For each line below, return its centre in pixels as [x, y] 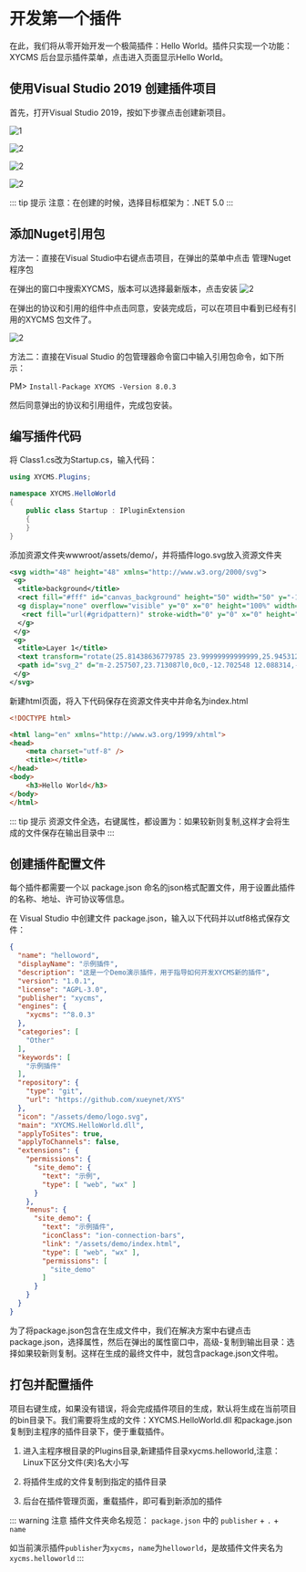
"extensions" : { [48, 1150]
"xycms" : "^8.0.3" [61, 1015]
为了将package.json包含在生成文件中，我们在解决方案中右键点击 [131, 1330]
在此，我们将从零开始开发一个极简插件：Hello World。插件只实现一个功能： [151, 46]
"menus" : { [46, 1210]
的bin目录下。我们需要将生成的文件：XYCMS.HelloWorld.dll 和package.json [151, 1420]
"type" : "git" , [55, 1091]
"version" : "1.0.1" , [56, 981]
